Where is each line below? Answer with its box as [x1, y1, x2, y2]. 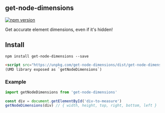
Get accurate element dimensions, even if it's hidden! [5, 27, 113, 32]
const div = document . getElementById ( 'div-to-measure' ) [5, 98, 122, 104]
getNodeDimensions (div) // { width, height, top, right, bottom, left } [5, 103, 157, 108]
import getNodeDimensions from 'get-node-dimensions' [5, 89, 118, 95]
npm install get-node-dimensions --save [5, 54, 89, 58]
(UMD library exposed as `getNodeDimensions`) [5, 67, 102, 72]
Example [5, 79, 27, 85]
